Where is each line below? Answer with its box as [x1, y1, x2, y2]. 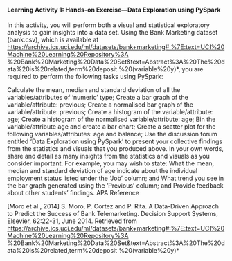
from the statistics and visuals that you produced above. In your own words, [7, 145, 224, 153]
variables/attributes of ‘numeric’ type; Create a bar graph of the [7, 93, 188, 102]
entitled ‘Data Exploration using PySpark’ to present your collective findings [7, 137, 223, 145]
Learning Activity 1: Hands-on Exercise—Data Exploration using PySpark [7, 6, 221, 14]
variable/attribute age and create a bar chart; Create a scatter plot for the [7, 123, 216, 131]
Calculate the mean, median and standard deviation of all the [7, 86, 181, 94]
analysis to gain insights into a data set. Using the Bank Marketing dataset [7, 28, 218, 37]
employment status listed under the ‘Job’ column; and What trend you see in [7, 174, 224, 183]
